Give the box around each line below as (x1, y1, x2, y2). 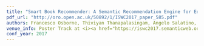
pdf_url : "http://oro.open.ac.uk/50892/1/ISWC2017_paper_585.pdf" (6, 14, 178, 20)
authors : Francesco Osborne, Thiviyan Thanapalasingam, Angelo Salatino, (6, 20, 197, 26)
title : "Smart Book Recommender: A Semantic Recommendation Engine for (6, 8, 191, 15)
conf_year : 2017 (6, 31, 47, 37)
